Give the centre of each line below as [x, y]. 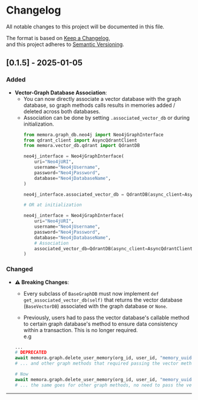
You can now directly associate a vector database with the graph [102, 99]
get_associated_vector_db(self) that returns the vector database [103, 300]
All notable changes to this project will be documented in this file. [85, 27]
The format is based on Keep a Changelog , [58, 38]
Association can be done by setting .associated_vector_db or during [106, 117]
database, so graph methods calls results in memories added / [99, 105]
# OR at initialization [53, 205]
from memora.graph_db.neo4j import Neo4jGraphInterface [93, 135]
